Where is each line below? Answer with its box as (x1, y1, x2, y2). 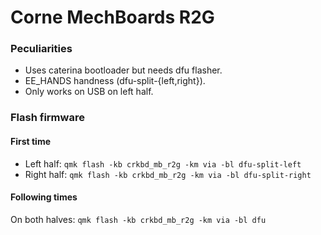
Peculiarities (10, 42, 73, 56)
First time (10, 136, 52, 147)
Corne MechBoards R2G (10, 6, 215, 29)
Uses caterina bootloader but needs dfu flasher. (24, 64, 223, 76)
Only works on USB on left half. (24, 86, 154, 98)
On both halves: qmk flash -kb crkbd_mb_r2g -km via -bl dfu (10, 213, 267, 225)
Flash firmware (10, 111, 85, 125)
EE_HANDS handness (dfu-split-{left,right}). (24, 75, 206, 87)
